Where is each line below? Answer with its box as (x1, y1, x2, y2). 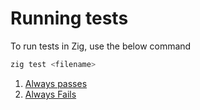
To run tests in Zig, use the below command (10, 40, 192, 52)
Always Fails (24, 88, 77, 100)
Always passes (24, 77, 88, 89)
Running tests (10, 7, 129, 30)
